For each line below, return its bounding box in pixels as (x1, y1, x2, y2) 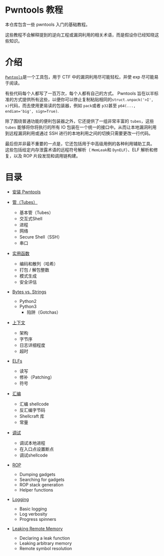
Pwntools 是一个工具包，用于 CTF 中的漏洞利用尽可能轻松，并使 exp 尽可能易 (5, 74, 159, 79)
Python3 (19, 303, 37, 309)
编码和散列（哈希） (19, 260, 59, 266)
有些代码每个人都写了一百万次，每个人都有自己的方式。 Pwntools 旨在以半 (5, 90, 155, 96)
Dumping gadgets (19, 471, 56, 477)
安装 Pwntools (12, 189, 41, 195)
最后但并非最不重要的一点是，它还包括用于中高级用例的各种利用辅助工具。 (5, 140, 155, 146)
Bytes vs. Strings (12, 289, 46, 295)
